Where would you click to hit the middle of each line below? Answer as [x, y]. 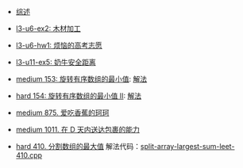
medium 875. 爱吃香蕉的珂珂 [62, 113]
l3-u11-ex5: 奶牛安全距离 [56, 62]
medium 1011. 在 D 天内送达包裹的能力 [78, 130]
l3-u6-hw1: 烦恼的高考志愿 [59, 45]
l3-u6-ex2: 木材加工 [48, 29]
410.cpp [29, 155]
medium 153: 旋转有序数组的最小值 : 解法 [81, 79]
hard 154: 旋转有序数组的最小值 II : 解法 [78, 96]
